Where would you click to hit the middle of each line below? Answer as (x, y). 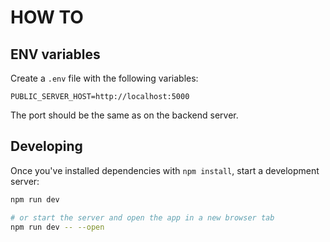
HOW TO (47, 17)
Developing (46, 146)
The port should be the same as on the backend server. (124, 115)
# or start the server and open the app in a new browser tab (142, 217)
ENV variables (55, 54)
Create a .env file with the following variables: (104, 78)
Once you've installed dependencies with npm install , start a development (165, 170)
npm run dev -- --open (57, 227)
